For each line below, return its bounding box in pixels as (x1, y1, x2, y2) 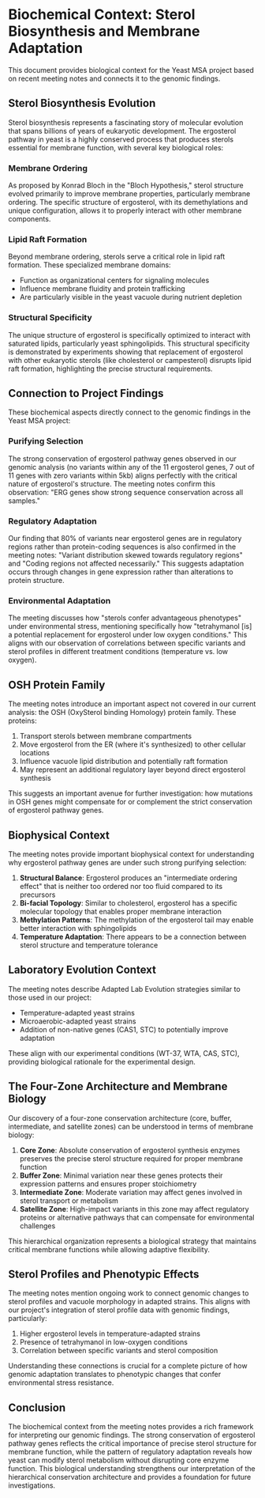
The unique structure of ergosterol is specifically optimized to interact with (8, 330, 251, 339)
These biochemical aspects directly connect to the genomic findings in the (8, 407, 251, 417)
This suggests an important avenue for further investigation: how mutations (8, 789, 253, 798)
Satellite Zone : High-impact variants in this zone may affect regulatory (19, 1204, 250, 1213)
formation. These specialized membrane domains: (8, 260, 171, 270)
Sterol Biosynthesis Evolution (8, 96, 156, 110)
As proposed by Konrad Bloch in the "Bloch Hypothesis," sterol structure (8, 180, 244, 191)
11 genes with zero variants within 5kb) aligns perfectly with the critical (8, 471, 238, 480)
